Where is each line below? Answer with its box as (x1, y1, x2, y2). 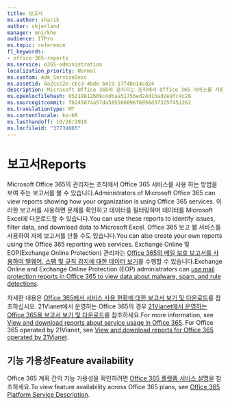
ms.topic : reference (7, 42, 66, 49)
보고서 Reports (7, 156, 87, 172)
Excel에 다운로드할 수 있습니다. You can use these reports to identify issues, (7, 214, 216, 223)
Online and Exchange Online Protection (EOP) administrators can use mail (7, 265, 215, 273)
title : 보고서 (7, 10, 43, 17)
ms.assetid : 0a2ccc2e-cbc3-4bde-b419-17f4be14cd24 (7, 80, 155, 87)
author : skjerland (7, 23, 60, 29)
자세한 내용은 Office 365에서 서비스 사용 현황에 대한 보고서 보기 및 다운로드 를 (7, 294, 214, 302)
